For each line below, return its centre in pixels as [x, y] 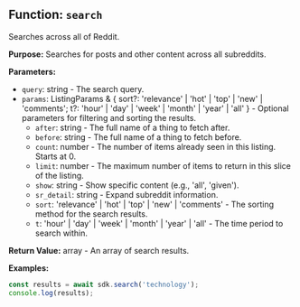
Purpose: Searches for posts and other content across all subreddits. [137, 54]
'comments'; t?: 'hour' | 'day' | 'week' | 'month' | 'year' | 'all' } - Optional [155, 108]
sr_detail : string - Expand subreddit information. [127, 194]
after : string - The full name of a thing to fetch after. [132, 127]
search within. [61, 233]
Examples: [28, 268]
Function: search [56, 15]
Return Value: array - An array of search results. [99, 250]
